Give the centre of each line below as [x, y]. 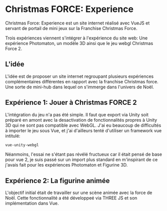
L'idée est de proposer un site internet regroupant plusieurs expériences [79, 76]
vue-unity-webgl [22, 145]
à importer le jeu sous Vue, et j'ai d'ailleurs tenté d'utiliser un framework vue [83, 130]
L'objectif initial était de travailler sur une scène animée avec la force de [79, 193]
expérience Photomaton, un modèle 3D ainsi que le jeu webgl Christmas [79, 43]
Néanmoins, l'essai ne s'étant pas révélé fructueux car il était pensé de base [83, 154]
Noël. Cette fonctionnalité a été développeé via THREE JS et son [71, 198]
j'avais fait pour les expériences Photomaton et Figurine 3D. [67, 165]
